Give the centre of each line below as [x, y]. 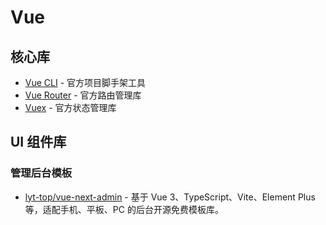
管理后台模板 [41, 173]
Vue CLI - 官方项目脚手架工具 [85, 82]
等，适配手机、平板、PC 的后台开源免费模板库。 [124, 209]
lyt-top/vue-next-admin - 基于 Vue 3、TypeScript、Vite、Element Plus [170, 197]
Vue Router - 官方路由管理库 [83, 95]
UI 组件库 [38, 142]
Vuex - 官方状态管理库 [70, 107]
